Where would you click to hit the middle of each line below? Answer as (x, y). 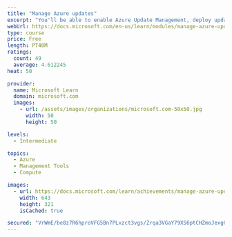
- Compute (27, 173)
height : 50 (41, 122)
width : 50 (39, 116)
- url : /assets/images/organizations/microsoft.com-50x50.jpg (111, 110)
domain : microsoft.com (46, 96)
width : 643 (35, 198)
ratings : (20, 52)
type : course (26, 33)
